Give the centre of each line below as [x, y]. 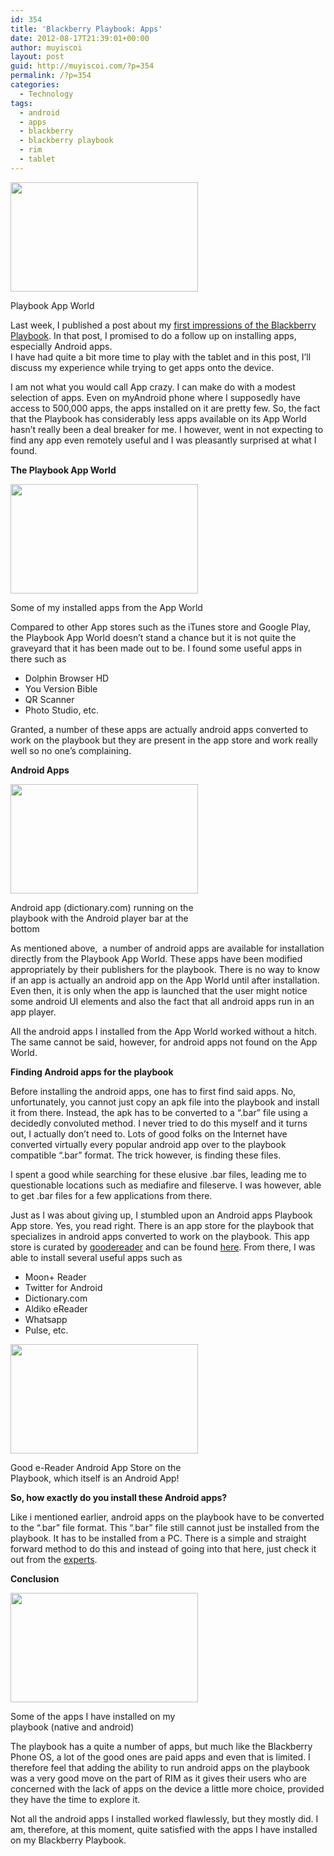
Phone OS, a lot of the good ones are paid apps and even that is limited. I [160, 1757]
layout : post [37, 57]
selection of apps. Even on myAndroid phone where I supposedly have [155, 397]
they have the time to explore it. [75, 1799]
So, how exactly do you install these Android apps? [119, 1497]
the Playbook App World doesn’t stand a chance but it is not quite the [153, 637]
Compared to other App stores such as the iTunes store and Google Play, [161, 627]
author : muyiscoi [46, 47]
